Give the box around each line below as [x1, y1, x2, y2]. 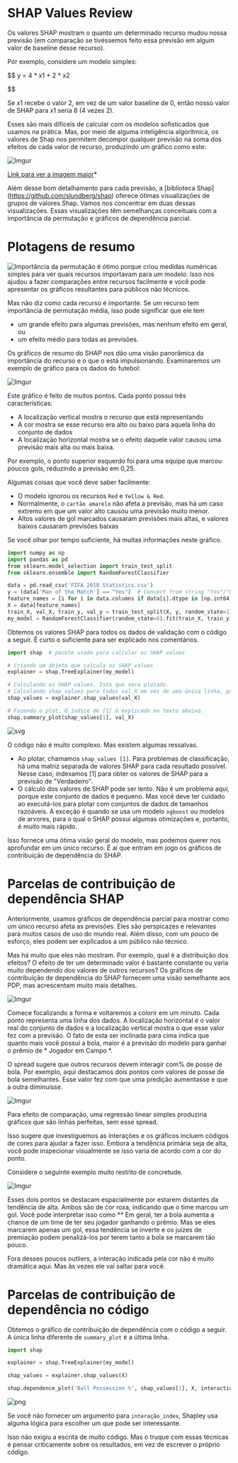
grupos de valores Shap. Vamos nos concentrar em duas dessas [7, 199, 196, 207]
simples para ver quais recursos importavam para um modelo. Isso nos [7, 270, 215, 278]
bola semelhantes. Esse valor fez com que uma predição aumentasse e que [7, 1075, 228, 1083]
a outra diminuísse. [7, 1083, 63, 1091]
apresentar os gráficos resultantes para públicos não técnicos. [7, 285, 191, 293]
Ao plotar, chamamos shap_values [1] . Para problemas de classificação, [17, 754, 230, 762]
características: [7, 399, 53, 407]
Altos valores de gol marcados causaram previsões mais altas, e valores [17, 514, 229, 522]
